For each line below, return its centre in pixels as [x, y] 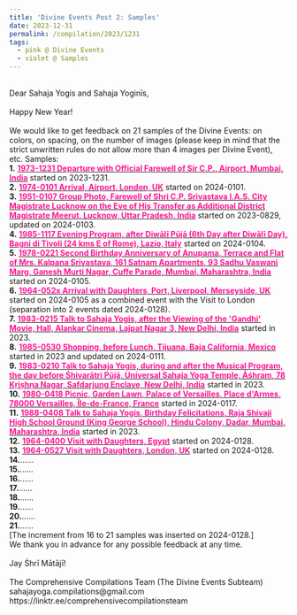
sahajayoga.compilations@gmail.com [77, 591]
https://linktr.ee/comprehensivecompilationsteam [99, 601]
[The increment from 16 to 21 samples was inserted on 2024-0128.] [132, 535]
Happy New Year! [41, 112]
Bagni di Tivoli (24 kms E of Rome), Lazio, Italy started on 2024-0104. [138, 243]
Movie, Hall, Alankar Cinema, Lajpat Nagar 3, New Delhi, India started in [142, 328]
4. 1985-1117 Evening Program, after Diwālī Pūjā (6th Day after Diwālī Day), [148, 234]
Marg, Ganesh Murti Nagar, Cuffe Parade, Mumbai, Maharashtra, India [140, 272]
